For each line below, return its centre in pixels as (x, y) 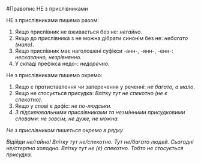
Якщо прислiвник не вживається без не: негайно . (79, 32)
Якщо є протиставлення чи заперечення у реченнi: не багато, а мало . (105, 87)
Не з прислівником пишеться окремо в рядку (64, 130)
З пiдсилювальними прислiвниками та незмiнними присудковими (100, 112)
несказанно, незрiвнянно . (48, 57)
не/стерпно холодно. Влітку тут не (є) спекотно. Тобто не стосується (95, 148)
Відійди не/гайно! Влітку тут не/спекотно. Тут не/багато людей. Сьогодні (100, 142)
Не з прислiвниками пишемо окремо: (54, 75)
